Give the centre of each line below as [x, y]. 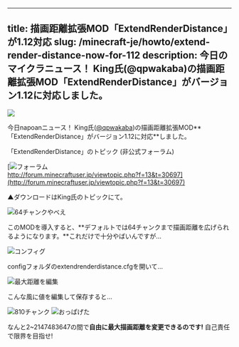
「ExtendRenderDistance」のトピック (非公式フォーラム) [91, 151]
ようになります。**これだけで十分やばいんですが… [87, 236]
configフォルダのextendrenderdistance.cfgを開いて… [85, 266]
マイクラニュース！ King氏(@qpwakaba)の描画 [111, 69]
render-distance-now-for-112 [74, 55]
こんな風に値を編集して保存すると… [60, 296]
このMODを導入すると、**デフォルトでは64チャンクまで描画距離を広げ [112, 227]
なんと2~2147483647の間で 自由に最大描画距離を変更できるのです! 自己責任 [119, 327]
